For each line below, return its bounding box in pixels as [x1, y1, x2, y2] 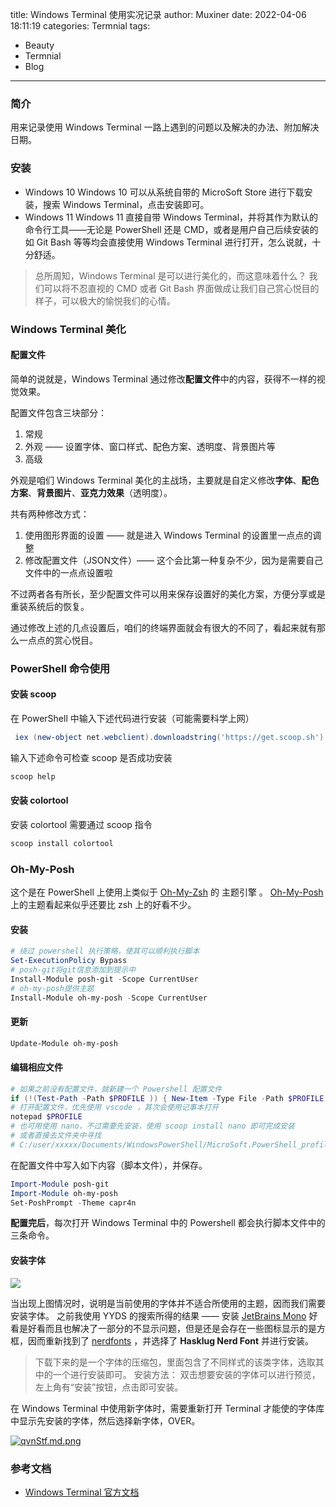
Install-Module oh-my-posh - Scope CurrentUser [10, 993, 208, 1003]
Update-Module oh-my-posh [10, 1038, 118, 1048]
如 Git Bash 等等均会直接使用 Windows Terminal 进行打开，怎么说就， [24, 236, 313, 248]
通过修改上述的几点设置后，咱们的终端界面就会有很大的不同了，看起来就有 [10, 621, 317, 633]
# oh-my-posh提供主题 [10, 983, 95, 993]
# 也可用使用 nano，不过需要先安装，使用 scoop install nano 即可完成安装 [10, 1121, 295, 1132]
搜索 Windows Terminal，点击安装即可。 [42, 198, 210, 210]
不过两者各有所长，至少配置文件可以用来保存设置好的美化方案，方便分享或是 [10, 588, 326, 600]
